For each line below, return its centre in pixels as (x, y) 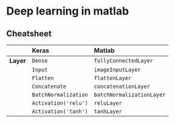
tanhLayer (108, 111)
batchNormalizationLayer (130, 95)
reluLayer (108, 103)
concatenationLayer (122, 86)
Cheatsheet (29, 34)
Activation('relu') (60, 103)
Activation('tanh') (60, 111)
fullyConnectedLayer (124, 61)
